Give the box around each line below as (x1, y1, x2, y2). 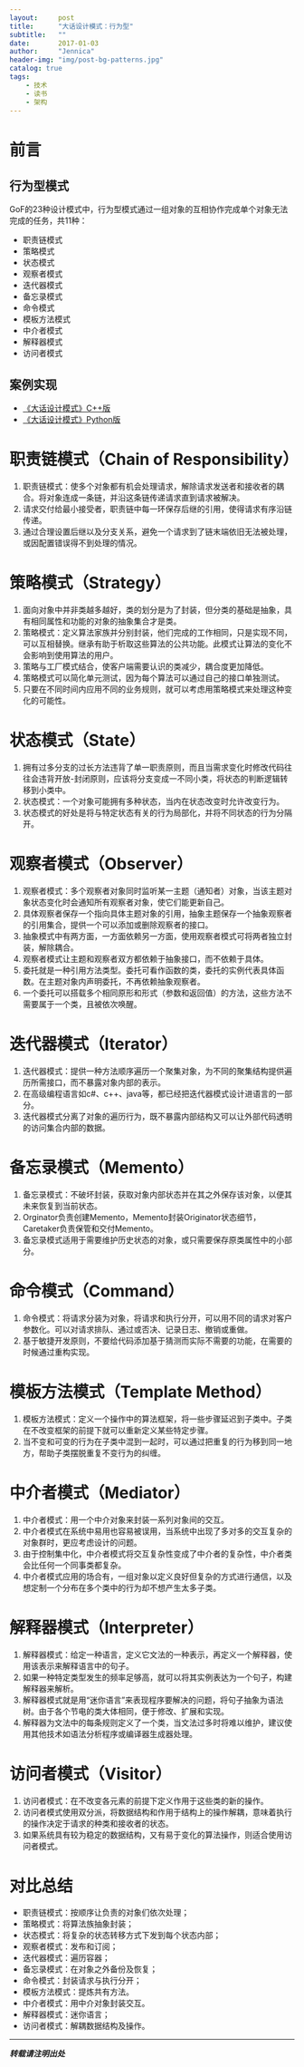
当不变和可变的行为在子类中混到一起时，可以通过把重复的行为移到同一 (22, 1436, 285, 1447)
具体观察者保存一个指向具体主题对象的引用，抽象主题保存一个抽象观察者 (22, 907, 292, 918)
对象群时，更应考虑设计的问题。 (22, 1537, 142, 1548)
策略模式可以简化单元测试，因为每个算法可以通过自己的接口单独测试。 (22, 673, 285, 684)
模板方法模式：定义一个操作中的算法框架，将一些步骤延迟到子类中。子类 (22, 1413, 292, 1424)
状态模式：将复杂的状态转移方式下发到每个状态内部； (22, 1930, 222, 1941)
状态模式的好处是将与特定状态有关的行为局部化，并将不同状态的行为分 (22, 808, 285, 818)
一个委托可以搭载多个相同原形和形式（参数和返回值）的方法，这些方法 (22, 987, 285, 998)
